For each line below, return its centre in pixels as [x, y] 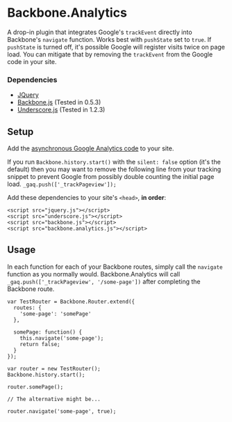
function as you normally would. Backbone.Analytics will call [94, 274]
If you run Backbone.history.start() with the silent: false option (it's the [114, 162]
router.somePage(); [35, 387]
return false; [40, 344]
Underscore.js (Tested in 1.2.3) [61, 110]
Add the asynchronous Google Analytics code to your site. [91, 148]
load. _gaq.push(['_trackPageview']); [62, 184]
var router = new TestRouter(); [54, 368]
